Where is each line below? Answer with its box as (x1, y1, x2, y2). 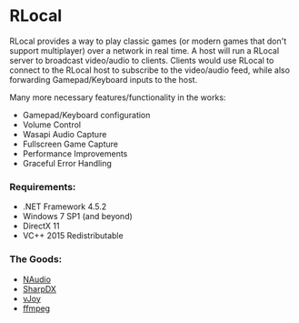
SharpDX (22, 283, 57, 294)
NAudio (22, 274, 52, 285)
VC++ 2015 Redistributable (22, 230, 125, 241)
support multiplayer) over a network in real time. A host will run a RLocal (9, 45, 280, 56)
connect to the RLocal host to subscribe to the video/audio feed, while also (9, 65, 291, 76)
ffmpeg (22, 302, 51, 314)
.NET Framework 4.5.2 (22, 201, 107, 212)
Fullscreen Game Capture (22, 138, 118, 149)
